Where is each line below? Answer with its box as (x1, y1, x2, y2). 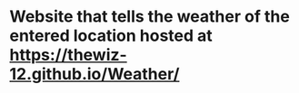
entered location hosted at (9, 25, 214, 46)
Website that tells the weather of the (9, 6, 291, 27)
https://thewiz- (9, 45, 127, 65)
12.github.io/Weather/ (9, 64, 180, 85)
